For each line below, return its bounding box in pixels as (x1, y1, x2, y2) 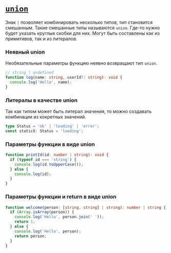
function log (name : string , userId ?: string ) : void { (5, 75, 123, 80)
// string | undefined (5, 70, 54, 76)
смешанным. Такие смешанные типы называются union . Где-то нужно (5, 25, 160, 31)
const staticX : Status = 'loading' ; (5, 128, 83, 134)
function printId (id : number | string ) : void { (5, 152, 109, 158)
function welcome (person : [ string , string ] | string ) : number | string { (5, 205, 166, 210)
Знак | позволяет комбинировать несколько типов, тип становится (5, 19, 153, 25)
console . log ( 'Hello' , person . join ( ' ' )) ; (14, 214, 104, 220)
